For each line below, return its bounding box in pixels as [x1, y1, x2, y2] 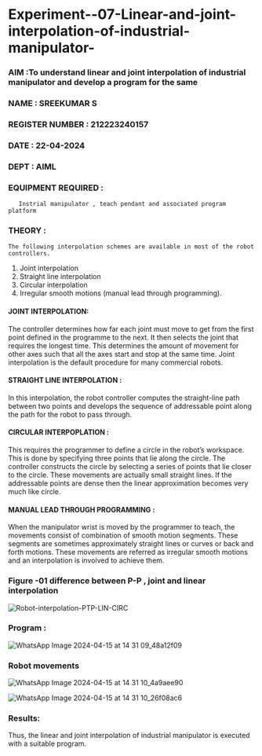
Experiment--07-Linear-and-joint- [8, 6, 237, 24]
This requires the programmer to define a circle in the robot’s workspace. [8, 446, 245, 454]
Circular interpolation [19, 281, 88, 290]
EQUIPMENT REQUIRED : [8, 182, 104, 193]
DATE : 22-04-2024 [8, 140, 86, 151]
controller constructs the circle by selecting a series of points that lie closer [8, 462, 252, 471]
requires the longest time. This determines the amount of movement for [8, 340, 239, 350]
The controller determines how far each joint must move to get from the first [8, 324, 254, 333]
